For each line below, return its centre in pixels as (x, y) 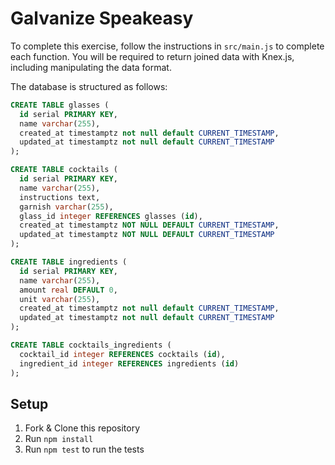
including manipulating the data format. (91, 67)
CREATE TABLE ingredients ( (69, 262)
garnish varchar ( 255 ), (66, 207)
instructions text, (60, 197)
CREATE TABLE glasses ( (60, 105)
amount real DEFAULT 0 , (68, 290)
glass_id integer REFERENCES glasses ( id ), (111, 216)
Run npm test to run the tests (84, 449)
